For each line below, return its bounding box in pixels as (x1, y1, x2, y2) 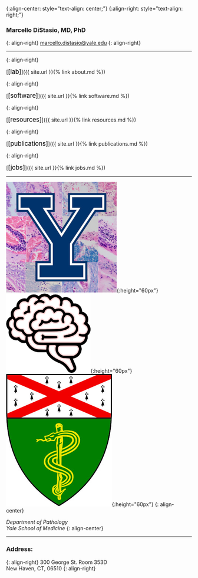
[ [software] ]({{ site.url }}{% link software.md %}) (6, 91, 130, 100)
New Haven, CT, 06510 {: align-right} (6, 564, 96, 572)
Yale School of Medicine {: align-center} (6, 525, 104, 532)
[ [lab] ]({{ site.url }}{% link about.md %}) (6, 68, 106, 76)
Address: (6, 545, 34, 553)
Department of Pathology (6, 518, 68, 526)
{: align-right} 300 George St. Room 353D (6, 559, 108, 566)
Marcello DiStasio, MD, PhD (6, 26, 86, 34)
